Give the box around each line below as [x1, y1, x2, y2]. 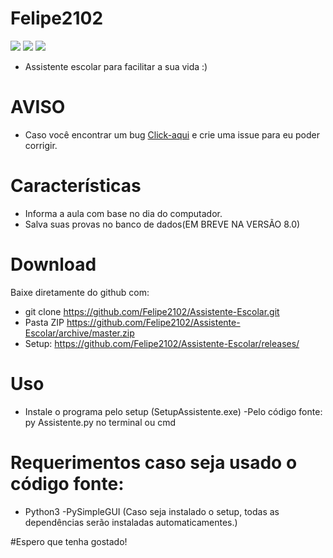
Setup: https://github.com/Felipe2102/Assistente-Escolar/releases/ [24, 337, 300, 349]
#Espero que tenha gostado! [10, 535, 128, 547]
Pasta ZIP [24, 316, 65, 328]
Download [10, 253, 97, 276]
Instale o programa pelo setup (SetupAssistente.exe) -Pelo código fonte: [24, 405, 323, 417]
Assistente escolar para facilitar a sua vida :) [24, 60, 208, 72]
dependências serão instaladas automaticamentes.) [24, 516, 238, 528]
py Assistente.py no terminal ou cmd [24, 416, 176, 428]
